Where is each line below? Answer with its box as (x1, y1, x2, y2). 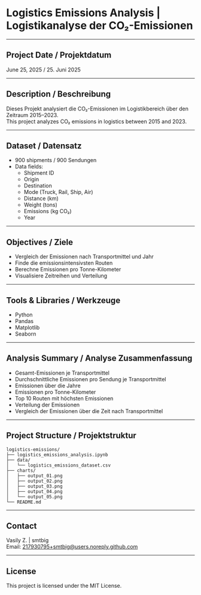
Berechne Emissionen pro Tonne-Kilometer (14, 266, 121, 273)
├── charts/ (6, 467, 36, 474)
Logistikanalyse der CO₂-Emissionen (6, 19, 193, 32)
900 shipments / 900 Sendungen (14, 157, 97, 164)
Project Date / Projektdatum (6, 50, 112, 60)
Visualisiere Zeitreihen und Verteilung (14, 272, 108, 279)
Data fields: (14, 163, 44, 171)
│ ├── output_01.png (6, 473, 63, 479)
